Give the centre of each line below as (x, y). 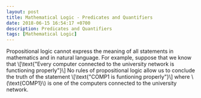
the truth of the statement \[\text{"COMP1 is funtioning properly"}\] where (98, 77)
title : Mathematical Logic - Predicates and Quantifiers (80, 17)
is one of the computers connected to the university (112, 83)
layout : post (23, 12)
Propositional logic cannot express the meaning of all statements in (90, 51)
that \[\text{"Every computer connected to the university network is (90, 64)
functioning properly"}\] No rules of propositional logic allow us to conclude (101, 70)
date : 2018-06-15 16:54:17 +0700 (48, 23)
